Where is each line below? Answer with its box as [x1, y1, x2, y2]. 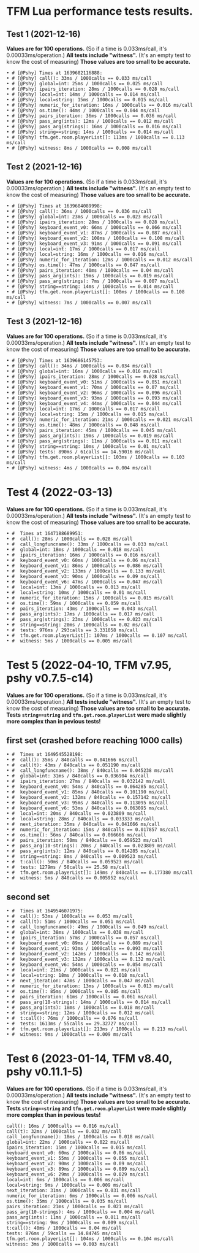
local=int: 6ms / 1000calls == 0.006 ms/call [6, 1177, 124, 1183]
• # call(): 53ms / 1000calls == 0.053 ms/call [6, 913, 133, 920]
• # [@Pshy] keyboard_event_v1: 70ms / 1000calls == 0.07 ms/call [6, 384, 179, 390]
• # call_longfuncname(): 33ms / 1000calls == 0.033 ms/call [6, 541, 168, 547]
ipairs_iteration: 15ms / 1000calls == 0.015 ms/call [6, 1144, 147, 1151]
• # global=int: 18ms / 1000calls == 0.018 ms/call [6, 546, 144, 553]
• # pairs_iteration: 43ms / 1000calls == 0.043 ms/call [6, 606, 157, 612]
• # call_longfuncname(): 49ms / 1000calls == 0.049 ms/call [6, 924, 168, 930]
